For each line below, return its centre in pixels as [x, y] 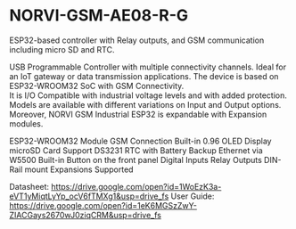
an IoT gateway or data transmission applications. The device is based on [144, 76]
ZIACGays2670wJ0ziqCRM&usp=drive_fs [86, 215]
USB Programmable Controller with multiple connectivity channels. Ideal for [148, 67]
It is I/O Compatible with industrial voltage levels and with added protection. [148, 95]
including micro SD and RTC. [62, 49]
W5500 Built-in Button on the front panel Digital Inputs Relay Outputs [136, 159]
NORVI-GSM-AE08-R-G [99, 16]
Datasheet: [29, 186]
